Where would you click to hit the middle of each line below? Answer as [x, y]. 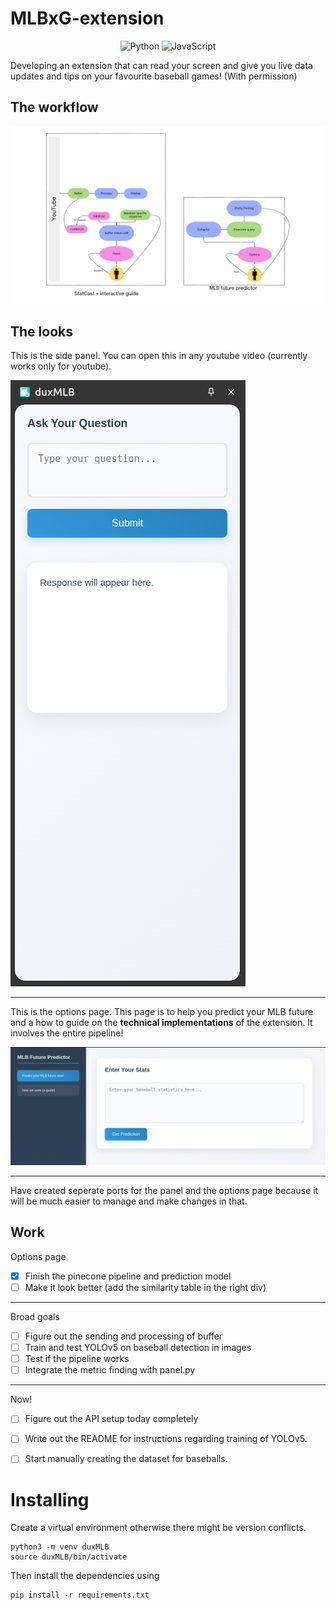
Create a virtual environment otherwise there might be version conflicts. [158, 1528]
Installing [50, 1499]
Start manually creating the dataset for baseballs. [126, 1459]
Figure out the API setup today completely [111, 1419]
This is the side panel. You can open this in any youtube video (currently [159, 356]
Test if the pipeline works [77, 1359]
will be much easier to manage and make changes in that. [129, 1201]
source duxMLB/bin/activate [69, 1557]
